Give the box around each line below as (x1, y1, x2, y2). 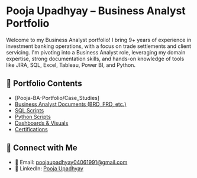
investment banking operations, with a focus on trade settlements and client (6, 43, 191, 50)
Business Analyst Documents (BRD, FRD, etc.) (14, 101, 127, 108)
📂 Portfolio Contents (6, 79, 82, 89)
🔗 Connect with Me (6, 143, 78, 153)
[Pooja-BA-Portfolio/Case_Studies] (14, 94, 99, 101)
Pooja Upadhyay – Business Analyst (6, 4, 186, 18)
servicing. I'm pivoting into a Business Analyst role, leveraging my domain (6, 48, 186, 56)
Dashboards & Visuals (14, 119, 69, 127)
